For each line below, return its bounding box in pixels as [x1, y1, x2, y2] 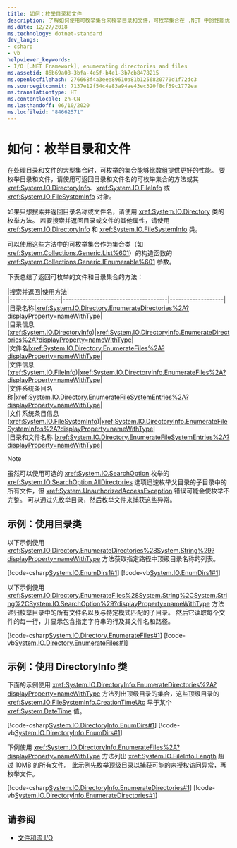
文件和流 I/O [17, 833, 54, 842]
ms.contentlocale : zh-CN [7, 96, 80, 103]
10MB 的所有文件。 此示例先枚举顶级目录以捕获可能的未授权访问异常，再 [15, 761, 227, 769]
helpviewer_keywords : [7, 56, 71, 63]
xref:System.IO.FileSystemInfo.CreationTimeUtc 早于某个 [7, 699, 172, 707]
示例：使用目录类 [7, 518, 82, 530]
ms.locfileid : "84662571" [7, 109, 83, 116]
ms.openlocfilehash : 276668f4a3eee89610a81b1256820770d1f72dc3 [7, 75, 197, 83]
